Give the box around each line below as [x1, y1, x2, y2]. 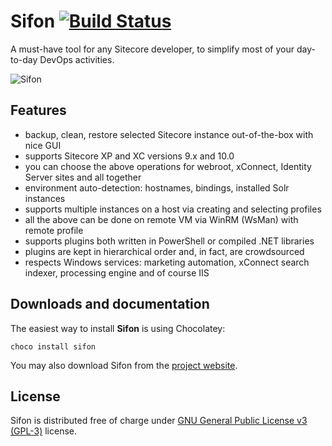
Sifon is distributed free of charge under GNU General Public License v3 [10, 415, 308, 427]
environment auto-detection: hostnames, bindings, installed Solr [24, 181, 290, 194]
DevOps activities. [39, 53, 115, 65]
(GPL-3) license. [10, 425, 78, 437]
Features [10, 102, 67, 119]
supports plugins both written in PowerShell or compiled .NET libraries [24, 235, 315, 247]
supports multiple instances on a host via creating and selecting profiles [24, 203, 322, 215]
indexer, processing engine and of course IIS [24, 266, 210, 279]
